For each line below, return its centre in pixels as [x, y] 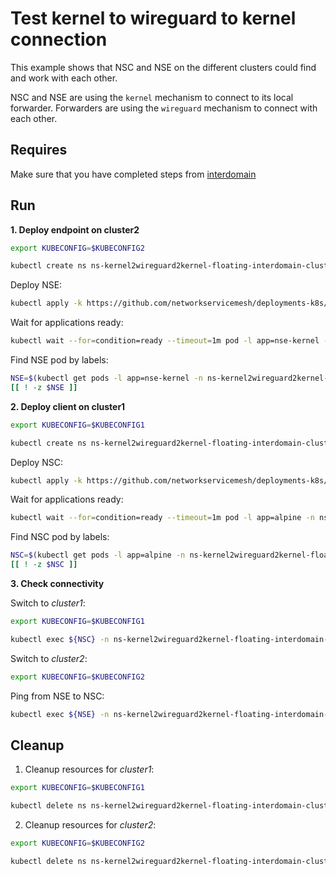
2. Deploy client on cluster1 [68, 406]
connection [59, 39]
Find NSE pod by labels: [59, 360]
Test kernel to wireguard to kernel [153, 18]
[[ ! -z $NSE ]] [44, 387]
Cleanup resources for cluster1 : [89, 769]
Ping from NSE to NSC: [57, 696]
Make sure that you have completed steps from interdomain [133, 174]
